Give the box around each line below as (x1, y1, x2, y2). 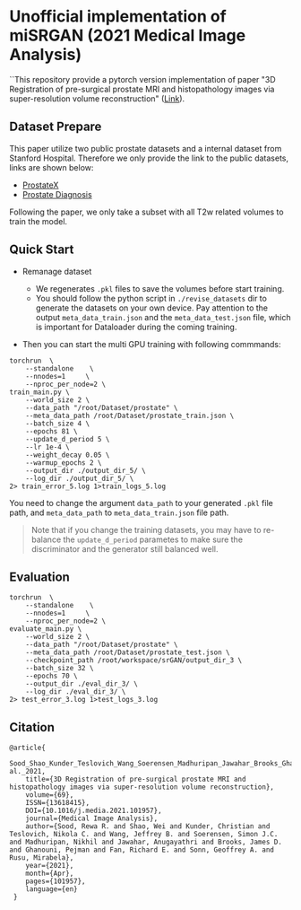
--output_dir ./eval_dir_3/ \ (25, 679, 139, 688)
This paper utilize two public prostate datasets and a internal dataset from (9, 143, 282, 153)
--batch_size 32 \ (25, 664, 94, 673)
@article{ (9, 743, 47, 753)
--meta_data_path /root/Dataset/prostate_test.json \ (25, 648, 230, 657)
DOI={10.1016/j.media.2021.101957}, (25, 806, 163, 816)
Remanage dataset (21, 266, 92, 276)
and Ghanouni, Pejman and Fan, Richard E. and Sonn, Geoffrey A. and (9, 845, 275, 854)
